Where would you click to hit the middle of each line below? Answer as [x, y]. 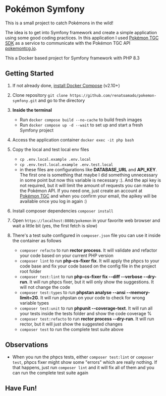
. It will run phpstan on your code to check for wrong [91, 297]
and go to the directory [61, 100]
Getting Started [29, 74]
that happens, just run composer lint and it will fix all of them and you [83, 367]
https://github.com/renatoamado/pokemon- [113, 95]
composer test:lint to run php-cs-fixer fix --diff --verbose [81, 276]
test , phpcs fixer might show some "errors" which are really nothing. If [85, 362]
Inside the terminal [32, 110]
